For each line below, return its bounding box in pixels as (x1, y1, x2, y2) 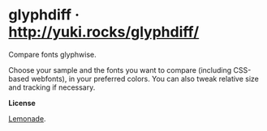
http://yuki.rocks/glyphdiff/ (8, 23, 200, 41)
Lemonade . (8, 113, 46, 123)
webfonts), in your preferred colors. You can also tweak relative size (31, 74, 260, 83)
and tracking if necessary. (8, 82, 96, 92)
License (8, 98, 37, 108)
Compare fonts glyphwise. (8, 49, 97, 59)
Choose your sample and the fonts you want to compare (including (8, 65, 232, 74)
